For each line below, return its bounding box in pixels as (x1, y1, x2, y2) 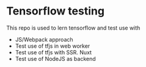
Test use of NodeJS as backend (15, 55, 96, 62)
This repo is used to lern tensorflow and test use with (6, 24, 141, 31)
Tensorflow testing (6, 4, 105, 18)
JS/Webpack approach (15, 36, 73, 43)
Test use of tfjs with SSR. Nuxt (15, 48, 92, 56)
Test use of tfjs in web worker (15, 42, 90, 49)
